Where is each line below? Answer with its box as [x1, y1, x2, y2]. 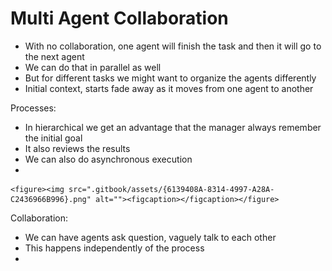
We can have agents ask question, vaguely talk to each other [24, 231, 277, 243]
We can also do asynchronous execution [24, 153, 193, 165]
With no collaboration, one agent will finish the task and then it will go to [24, 40, 322, 52]
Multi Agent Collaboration [10, 7, 229, 30]
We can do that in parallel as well [24, 61, 162, 73]
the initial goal [24, 132, 83, 144]
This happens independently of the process [24, 242, 205, 254]
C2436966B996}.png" [10, 194, 92, 204]
